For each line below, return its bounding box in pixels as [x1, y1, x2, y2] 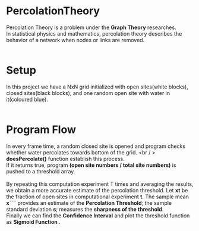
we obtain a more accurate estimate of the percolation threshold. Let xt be [6, 186, 188, 194]
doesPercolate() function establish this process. [6, 155, 125, 162]
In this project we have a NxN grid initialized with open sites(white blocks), [6, 83, 188, 90]
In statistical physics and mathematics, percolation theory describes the [6, 30, 182, 37]
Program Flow [6, 123, 76, 137]
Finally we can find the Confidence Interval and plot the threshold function [6, 212, 190, 219]
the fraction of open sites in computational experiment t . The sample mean [6, 193, 189, 200]
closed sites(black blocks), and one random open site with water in [6, 89, 170, 96]
